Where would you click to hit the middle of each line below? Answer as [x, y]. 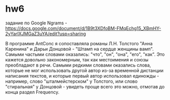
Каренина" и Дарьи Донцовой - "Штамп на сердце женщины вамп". [79, 49]
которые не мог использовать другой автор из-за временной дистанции [84, 70]
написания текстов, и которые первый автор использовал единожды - [82, 76]
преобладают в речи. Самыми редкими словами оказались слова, [78, 65]
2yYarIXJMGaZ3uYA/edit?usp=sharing [46, 34]
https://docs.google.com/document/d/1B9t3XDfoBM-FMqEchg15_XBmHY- [83, 28]
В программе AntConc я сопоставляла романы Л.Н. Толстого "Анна [79, 43]
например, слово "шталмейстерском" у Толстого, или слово [72, 81]
